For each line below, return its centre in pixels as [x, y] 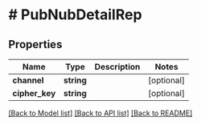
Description [117, 67]
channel [28, 80]
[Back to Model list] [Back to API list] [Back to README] [100, 113]
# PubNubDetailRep [75, 15]
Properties [35, 44]
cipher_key [34, 93]
